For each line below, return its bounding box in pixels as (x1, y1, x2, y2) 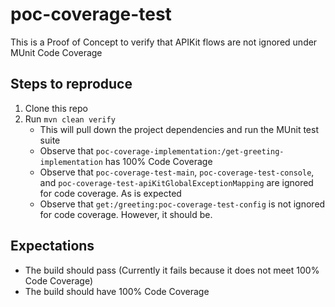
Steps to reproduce (10, 76, 133, 93)
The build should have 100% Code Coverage (24, 285, 210, 297)
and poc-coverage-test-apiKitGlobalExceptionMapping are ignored (39, 176, 314, 188)
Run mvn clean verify (24, 113, 116, 125)
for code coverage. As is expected (39, 187, 182, 199)
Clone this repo (24, 102, 88, 114)
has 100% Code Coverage (104, 155, 213, 167)
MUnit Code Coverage (10, 46, 103, 58)
